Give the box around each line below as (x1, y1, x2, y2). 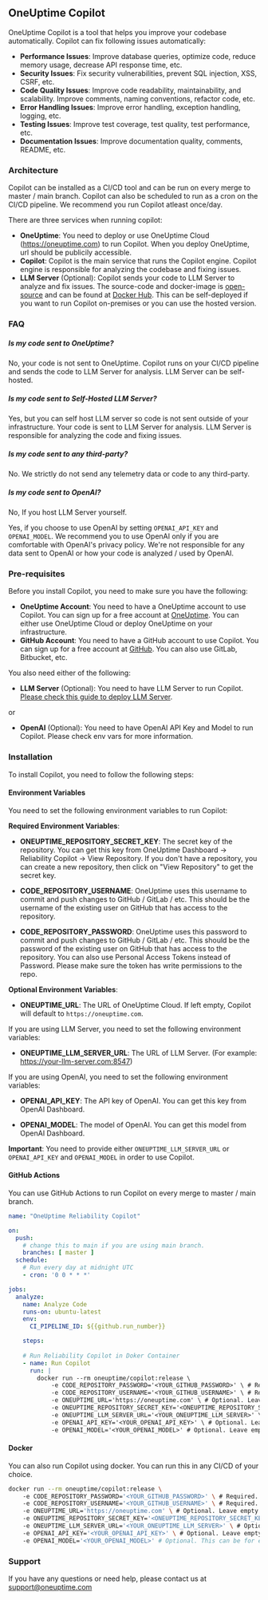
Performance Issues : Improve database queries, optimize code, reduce (19, 51, 257, 61)
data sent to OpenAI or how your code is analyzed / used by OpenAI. (8, 548, 234, 558)
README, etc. (19, 144, 66, 154)
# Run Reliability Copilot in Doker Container (22, 1352, 180, 1360)
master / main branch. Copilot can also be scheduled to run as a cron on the (8, 192, 258, 201)
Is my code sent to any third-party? (8, 448, 128, 458)
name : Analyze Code (22, 1300, 88, 1308)
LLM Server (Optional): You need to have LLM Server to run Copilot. (19, 684, 243, 693)
